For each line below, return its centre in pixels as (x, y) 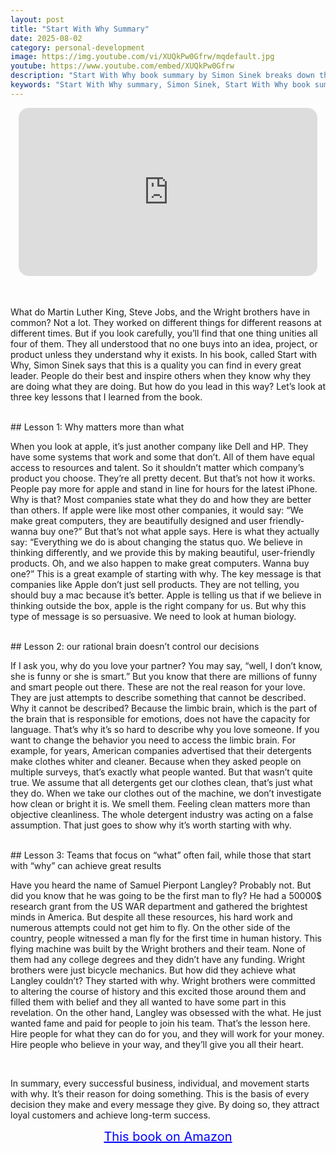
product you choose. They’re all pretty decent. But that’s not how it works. (163, 478)
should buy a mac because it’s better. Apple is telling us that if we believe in (166, 595)
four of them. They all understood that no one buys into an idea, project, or (164, 344)
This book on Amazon (168, 1137)
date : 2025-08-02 (46, 38)
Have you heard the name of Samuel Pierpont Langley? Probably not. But (161, 885)
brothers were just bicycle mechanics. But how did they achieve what (153, 970)
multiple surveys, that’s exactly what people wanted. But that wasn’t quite (161, 772)
